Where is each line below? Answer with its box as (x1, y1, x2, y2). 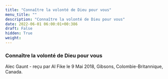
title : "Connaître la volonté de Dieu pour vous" (5, 7, 112, 13)
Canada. (5, 69, 23, 75)
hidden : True (5, 31, 33, 36)
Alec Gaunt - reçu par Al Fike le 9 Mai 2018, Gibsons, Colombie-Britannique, (5, 63, 163, 69)
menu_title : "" (5, 12, 37, 17)
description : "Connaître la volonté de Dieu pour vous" (5, 17, 125, 22)
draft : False (5, 26, 33, 31)
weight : (5, 36, 22, 41)
